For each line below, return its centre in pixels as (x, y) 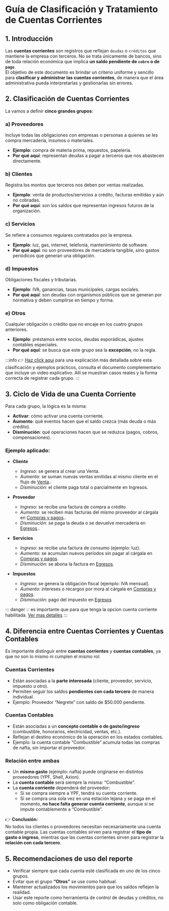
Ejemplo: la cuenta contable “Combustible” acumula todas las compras (86, 742)
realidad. (22, 892)
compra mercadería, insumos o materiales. (50, 140)
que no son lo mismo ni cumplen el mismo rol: (53, 656)
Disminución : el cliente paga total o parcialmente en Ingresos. (84, 487)
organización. (27, 211)
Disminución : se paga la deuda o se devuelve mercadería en (83, 523)
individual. (23, 697)
